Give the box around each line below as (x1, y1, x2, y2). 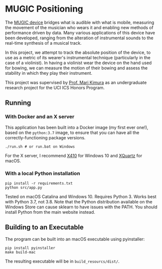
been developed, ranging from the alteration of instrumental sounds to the (5, 35, 154, 41)
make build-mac (5, 250, 36, 254)
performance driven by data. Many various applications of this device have (5, 30, 155, 35)
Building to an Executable (5, 223, 84, 232)
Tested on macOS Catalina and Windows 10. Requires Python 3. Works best (5, 193, 157, 200)
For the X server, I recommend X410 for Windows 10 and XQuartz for (5, 152, 143, 158)
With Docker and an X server (5, 113, 74, 120)
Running (5, 99, 32, 107)
